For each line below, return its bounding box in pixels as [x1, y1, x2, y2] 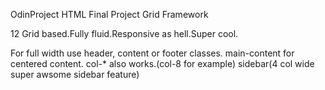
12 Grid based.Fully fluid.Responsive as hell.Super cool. [10, 28, 239, 39]
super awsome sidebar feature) [10, 69, 140, 80]
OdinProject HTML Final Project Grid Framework [10, 9, 209, 20]
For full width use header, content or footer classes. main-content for [10, 47, 295, 59]
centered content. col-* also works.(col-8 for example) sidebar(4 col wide [10, 58, 315, 69]
